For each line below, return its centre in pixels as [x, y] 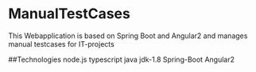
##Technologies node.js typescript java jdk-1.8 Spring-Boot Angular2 [121, 59]
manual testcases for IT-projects [62, 44]
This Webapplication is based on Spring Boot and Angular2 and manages [128, 36]
